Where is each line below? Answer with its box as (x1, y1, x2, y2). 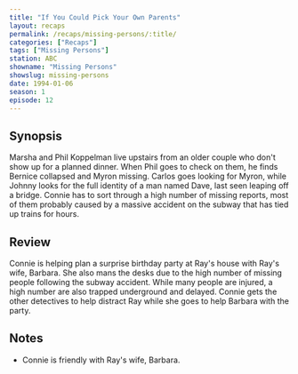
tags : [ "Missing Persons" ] (9, 46, 109, 55)
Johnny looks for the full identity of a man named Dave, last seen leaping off (9, 180, 289, 191)
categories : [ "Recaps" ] (9, 37, 98, 47)
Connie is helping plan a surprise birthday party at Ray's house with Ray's (9, 259, 280, 268)
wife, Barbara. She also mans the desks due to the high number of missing (9, 267, 283, 278)
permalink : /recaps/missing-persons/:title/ (9, 29, 177, 38)
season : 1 (9, 87, 46, 96)
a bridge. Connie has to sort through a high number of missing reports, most (9, 190, 289, 201)
